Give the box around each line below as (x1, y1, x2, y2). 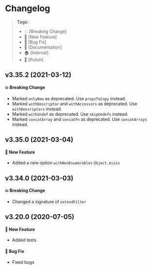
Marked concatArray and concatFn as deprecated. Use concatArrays (12, 116, 148, 122)
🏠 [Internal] (24, 50, 49, 55)
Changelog (5, 3, 50, 14)
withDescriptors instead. (12, 106, 62, 112)
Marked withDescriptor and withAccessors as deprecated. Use (12, 101, 137, 107)
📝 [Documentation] (24, 44, 62, 50)
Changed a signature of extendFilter (12, 198, 87, 204)
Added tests (12, 237, 37, 243)
